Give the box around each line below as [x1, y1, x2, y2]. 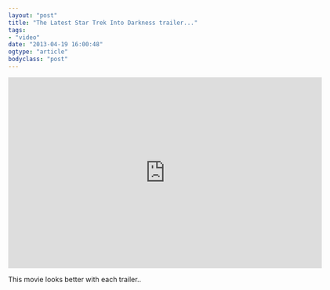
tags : [8, 26, 26, 34]
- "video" [8, 33, 41, 42]
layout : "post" [8, 11, 58, 20]
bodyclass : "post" [8, 56, 68, 63]
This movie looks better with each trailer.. [8, 274, 142, 284]
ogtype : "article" [8, 48, 68, 56]
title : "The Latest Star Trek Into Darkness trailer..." [8, 19, 198, 27]
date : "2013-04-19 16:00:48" [8, 41, 103, 49]
